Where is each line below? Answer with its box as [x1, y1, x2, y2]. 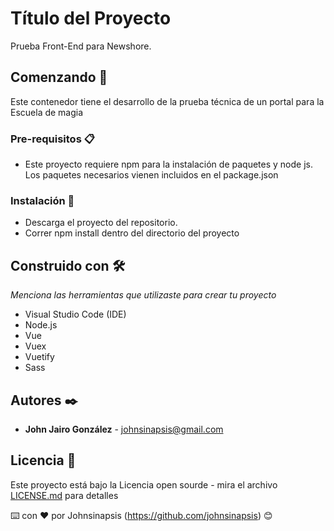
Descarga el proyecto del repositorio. [24, 217, 178, 229]
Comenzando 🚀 [10, 69, 108, 86]
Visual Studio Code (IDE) [24, 308, 127, 321]
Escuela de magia [10, 106, 84, 118]
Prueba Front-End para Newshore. [10, 40, 152, 52]
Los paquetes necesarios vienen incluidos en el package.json [24, 169, 279, 181]
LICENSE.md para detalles [10, 489, 119, 501]
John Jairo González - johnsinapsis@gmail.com [24, 423, 224, 435]
